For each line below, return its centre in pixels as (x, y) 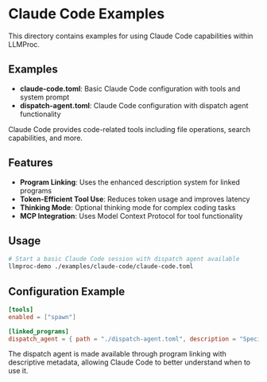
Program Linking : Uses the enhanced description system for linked (130, 182)
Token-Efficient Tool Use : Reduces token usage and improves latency (135, 199)
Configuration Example (67, 291)
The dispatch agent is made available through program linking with (117, 354)
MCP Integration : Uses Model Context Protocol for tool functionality (131, 216)
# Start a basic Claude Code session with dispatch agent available (124, 259)
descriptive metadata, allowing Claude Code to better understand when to (130, 362)
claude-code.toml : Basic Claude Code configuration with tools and (130, 88)
